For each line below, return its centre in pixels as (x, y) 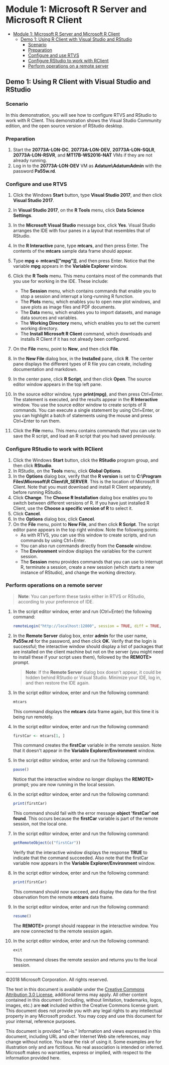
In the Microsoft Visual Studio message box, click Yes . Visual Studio (84, 225)
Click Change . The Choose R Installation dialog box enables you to (83, 497)
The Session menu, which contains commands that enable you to (88, 291)
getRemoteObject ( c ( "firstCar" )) (47, 843)
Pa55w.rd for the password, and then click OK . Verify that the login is (85, 641)
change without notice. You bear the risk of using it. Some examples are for (84, 1042)
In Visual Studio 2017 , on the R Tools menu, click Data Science (78, 210)
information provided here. (33, 1057)
